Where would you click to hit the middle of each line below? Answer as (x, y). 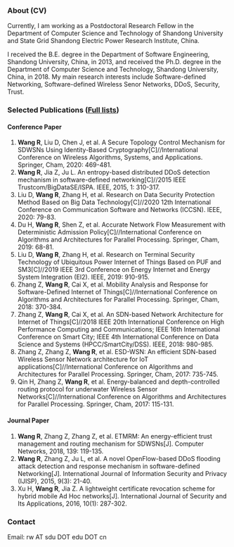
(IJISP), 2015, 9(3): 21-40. (55, 481)
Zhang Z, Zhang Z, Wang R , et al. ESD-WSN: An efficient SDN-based (117, 352)
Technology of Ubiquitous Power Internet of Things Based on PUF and (119, 262)
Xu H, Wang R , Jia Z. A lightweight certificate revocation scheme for (116, 489)
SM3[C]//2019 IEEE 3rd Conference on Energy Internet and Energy (114, 270)
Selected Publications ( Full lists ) (63, 110)
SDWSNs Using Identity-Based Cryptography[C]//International (108, 150)
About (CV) (27, 11)
